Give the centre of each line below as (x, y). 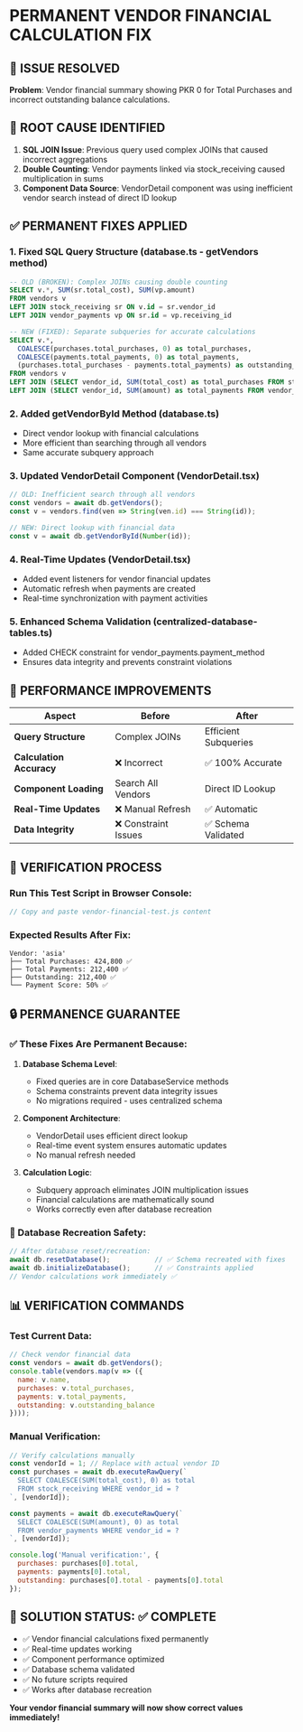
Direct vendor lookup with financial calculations (111, 434)
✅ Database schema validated (78, 1669)
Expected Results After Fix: (70, 934)
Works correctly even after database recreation (124, 1209)
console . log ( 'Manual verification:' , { (84, 1555)
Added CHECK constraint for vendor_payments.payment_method (143, 652)
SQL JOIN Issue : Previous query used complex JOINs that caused (145, 149)
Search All (137, 783)
